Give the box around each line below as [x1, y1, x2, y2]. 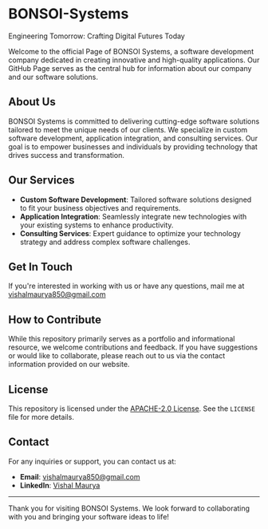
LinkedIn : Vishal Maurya [19, 480, 100, 490]
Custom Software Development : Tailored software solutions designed [19, 195, 252, 204]
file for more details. [8, 413, 74, 421]
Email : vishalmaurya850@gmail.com [19, 472, 141, 481]
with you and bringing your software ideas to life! [8, 511, 170, 521]
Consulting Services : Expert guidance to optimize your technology [19, 228, 241, 238]
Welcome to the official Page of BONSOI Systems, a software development [8, 46, 254, 56]
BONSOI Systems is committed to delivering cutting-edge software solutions [8, 116, 260, 126]
